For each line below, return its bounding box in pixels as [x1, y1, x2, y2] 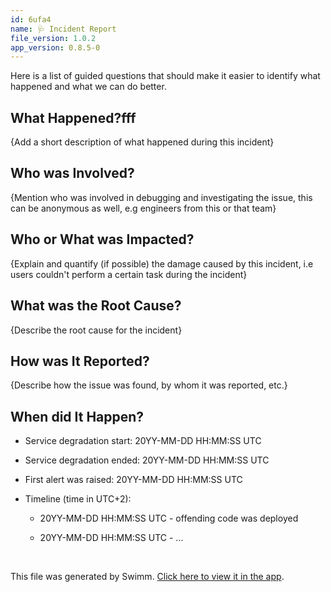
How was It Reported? [10, 352, 150, 370]
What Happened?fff [10, 109, 137, 126]
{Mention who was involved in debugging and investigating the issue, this [10, 191, 313, 203]
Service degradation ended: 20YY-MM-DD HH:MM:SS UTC [24, 454, 270, 466]
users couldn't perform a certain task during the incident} [10, 268, 248, 280]
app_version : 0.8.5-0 [10, 42, 101, 53]
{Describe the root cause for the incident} [10, 324, 183, 336]
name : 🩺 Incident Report [10, 24, 117, 34]
